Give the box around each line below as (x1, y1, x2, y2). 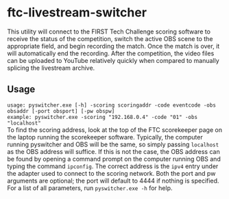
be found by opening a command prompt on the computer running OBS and (7, 155, 221, 163)
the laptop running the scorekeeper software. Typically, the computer (7, 133, 204, 141)
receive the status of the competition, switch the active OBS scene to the (7, 34, 213, 42)
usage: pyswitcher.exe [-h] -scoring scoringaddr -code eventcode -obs (7, 101, 216, 109)
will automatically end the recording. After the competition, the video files (7, 49, 215, 57)
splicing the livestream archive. (7, 64, 95, 72)
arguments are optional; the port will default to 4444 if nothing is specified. (7, 176, 219, 185)
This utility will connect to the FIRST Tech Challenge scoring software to (7, 27, 211, 36)
